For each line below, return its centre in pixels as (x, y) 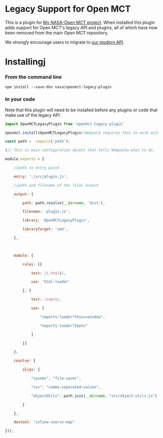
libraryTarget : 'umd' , (45, 229)
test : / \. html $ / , (49, 273)
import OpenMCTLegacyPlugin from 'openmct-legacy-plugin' (65, 124)
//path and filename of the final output (56, 185)
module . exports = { (25, 159)
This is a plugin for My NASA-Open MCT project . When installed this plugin (80, 22)
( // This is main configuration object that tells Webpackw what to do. (80, 150)
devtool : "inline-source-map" (44, 422)
